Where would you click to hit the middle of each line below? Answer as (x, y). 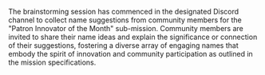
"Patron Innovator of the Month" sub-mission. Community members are (126, 28)
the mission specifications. (52, 62)
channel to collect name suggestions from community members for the (125, 20)
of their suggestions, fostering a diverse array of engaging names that (123, 45)
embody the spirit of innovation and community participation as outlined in (131, 54)
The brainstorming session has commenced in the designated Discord (124, 12)
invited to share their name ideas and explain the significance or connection (133, 37)
